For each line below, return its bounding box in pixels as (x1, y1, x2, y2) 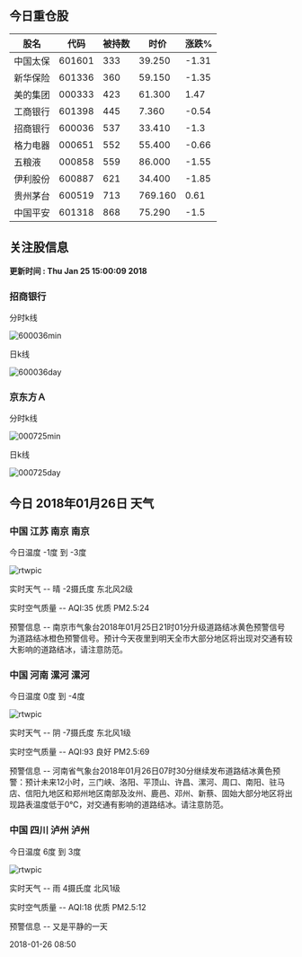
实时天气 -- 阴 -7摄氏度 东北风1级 (9, 727, 132, 739)
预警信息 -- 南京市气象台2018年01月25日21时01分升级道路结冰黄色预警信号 (9, 621, 286, 632)
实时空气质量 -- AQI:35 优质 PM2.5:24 (9, 602, 150, 613)
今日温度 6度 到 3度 (9, 846, 82, 856)
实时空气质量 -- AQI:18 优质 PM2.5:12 (9, 901, 147, 912)
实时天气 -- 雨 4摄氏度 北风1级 (9, 882, 121, 893)
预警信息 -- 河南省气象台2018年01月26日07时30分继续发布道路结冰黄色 (9, 766, 273, 776)
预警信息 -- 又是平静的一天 (9, 920, 108, 932)
